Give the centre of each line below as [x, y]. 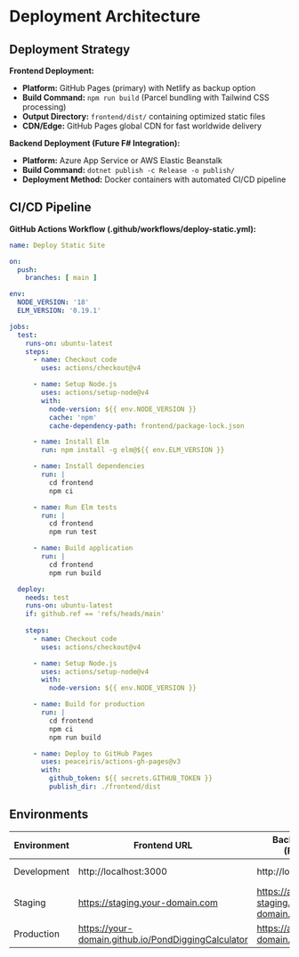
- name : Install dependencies [89, 466]
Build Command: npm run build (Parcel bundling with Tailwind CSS [145, 97]
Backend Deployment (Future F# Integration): [95, 143]
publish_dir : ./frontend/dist [105, 787]
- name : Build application [83, 549]
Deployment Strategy [70, 49]
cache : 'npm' [73, 417]
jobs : [19, 326]
